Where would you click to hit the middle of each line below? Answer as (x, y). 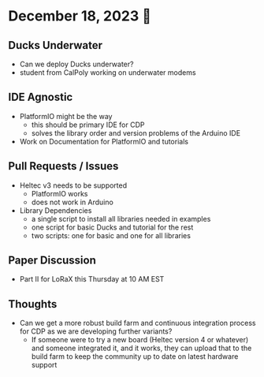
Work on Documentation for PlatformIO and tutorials (104, 141)
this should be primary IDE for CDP (88, 125)
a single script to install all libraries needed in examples (121, 218)
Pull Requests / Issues (63, 166)
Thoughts (33, 304)
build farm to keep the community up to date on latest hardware (135, 356)
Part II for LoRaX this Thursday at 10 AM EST (92, 279)
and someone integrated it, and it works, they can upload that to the (141, 348)
